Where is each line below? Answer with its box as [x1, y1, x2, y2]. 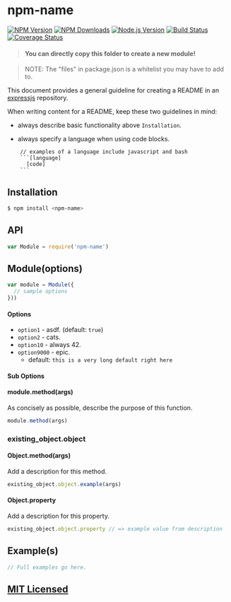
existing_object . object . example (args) [7, 480, 122, 488]
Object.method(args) [7, 451, 71, 460]
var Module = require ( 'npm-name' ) [7, 243, 109, 250]
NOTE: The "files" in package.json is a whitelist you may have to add [24, 65, 225, 73]
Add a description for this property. [7, 512, 109, 521]
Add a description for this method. [7, 467, 107, 476]
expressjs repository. [7, 94, 69, 102]
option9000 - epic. [17, 348, 71, 357]
